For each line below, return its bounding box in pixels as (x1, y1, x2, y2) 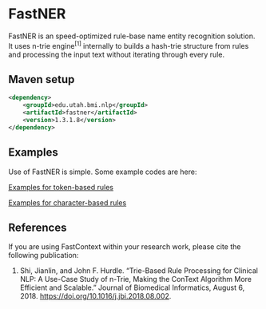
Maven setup (8, 73, 75, 86)
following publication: (8, 251, 79, 260)
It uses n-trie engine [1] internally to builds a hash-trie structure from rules (8, 39, 249, 50)
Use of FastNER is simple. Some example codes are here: (8, 167, 197, 176)
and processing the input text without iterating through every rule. (8, 50, 225, 59)
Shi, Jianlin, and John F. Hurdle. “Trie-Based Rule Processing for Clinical (19, 266, 258, 275)
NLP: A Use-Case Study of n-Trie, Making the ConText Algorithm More (19, 275, 252, 284)
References (8, 220, 67, 234)
